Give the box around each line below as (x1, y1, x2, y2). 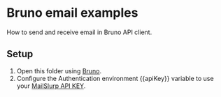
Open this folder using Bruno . (16, 66, 102, 75)
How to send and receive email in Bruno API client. (6, 28, 152, 36)
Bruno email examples (6, 5, 138, 21)
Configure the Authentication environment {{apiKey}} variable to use (16, 74, 214, 82)
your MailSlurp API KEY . (16, 82, 86, 90)
